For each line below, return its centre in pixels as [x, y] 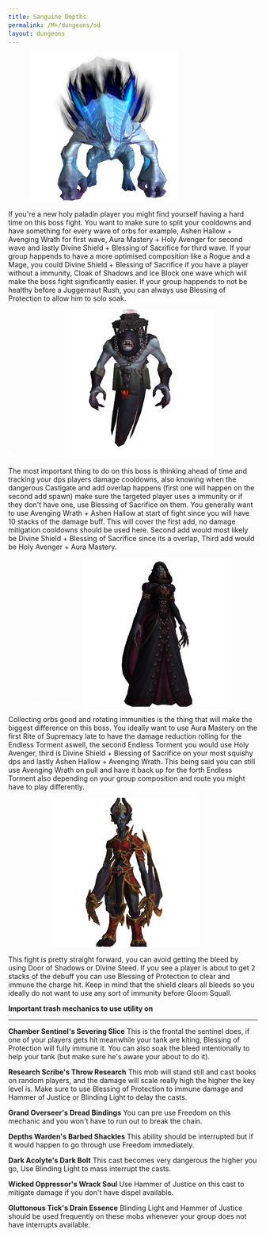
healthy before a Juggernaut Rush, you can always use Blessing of [117, 290]
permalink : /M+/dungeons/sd [55, 25]
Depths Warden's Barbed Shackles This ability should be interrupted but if [131, 1137]
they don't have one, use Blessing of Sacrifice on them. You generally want [131, 505]
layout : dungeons [37, 33]
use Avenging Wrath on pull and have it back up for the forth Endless [120, 770]
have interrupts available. [49, 1225]
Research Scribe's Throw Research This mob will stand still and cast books [132, 1072]
